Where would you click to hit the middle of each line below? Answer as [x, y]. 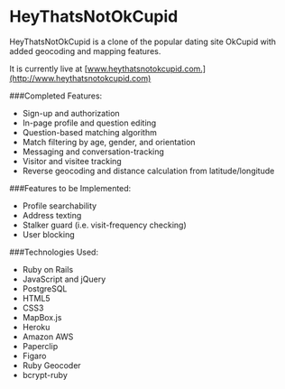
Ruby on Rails [48, 269]
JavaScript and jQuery [64, 279]
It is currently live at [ [49, 69]
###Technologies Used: [54, 252]
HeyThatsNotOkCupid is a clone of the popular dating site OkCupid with [143, 42]
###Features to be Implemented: [70, 188]
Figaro [34, 356]
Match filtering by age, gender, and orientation [109, 142]
